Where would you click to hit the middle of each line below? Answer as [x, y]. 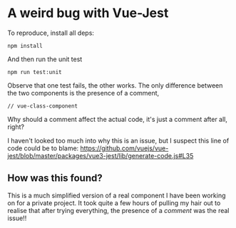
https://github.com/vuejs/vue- [124, 148]
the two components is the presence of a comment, [83, 93]
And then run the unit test [45, 59]
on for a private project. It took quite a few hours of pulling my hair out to [114, 203]
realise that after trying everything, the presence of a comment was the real [118, 210]
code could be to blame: [43, 148]
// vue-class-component [43, 106]
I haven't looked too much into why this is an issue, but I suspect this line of [118, 140]
